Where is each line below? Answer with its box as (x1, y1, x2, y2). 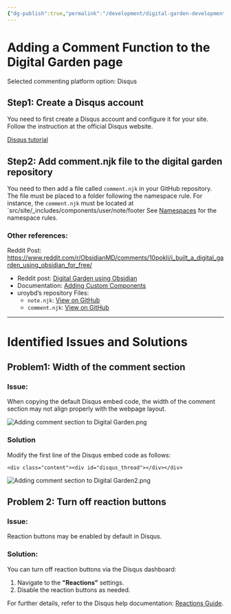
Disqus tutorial (7, 135, 48, 144)
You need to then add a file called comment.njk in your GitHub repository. (7, 185, 212, 193)
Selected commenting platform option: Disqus (7, 77, 137, 85)
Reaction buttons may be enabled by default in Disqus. (7, 532, 162, 541)
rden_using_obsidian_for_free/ (7, 261, 93, 269)
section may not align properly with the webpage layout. (7, 405, 166, 413)
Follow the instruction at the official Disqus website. (7, 122, 153, 130)
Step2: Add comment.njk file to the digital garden (7, 155, 223, 167)
